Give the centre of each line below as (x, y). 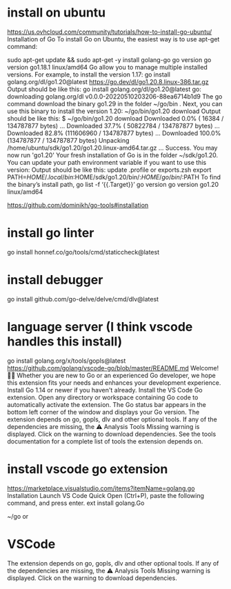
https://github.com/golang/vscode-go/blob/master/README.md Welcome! (113, 368)
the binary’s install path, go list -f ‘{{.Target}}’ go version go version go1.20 (113, 184)
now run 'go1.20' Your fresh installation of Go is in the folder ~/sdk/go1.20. (113, 155)
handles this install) (65, 341)
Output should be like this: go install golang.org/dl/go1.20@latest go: (104, 89)
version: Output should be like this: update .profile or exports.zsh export (109, 170)
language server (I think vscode (100, 327)
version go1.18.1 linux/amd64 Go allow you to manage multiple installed (108, 67)
